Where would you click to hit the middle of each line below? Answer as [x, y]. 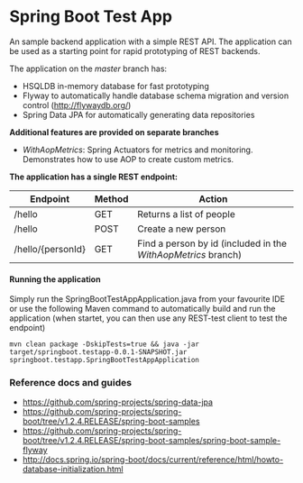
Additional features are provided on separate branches [114, 132]
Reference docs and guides [71, 383]
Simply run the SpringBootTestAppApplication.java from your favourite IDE [147, 299]
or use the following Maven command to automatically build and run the [142, 309]
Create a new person [182, 229]
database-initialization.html [73, 469]
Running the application [55, 279]
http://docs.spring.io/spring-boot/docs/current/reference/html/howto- [153, 460]
